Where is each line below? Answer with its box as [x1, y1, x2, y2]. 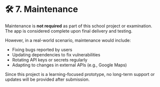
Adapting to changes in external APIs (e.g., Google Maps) [12, 62, 127, 68]
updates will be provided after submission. [5, 76, 90, 82]
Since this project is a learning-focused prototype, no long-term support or [5, 71, 155, 77]
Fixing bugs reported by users [12, 47, 73, 52]
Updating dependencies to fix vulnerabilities [12, 51, 100, 58]
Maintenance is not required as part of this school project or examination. [5, 23, 153, 29]
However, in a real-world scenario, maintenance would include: [5, 37, 131, 43]
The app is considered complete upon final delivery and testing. [5, 28, 132, 34]
